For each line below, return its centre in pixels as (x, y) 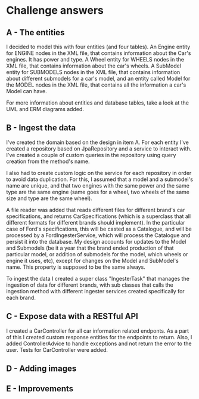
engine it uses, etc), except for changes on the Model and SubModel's (92, 260)
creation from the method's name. (48, 161)
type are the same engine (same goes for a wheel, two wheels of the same (98, 192)
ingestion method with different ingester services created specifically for (95, 291)
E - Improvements (40, 389)
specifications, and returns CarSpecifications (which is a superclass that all (99, 216)
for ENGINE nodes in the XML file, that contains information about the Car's (99, 53)
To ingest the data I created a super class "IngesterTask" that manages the (98, 278)
